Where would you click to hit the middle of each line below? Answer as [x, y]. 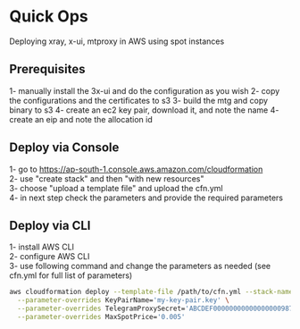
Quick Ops [49, 17]
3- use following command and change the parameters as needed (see [140, 266]
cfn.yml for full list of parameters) [71, 275]
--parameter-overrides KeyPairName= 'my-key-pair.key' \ [123, 300]
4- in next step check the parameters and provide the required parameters [146, 198]
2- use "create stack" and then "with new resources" [107, 178]
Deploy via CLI [50, 225]
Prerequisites [47, 69]
